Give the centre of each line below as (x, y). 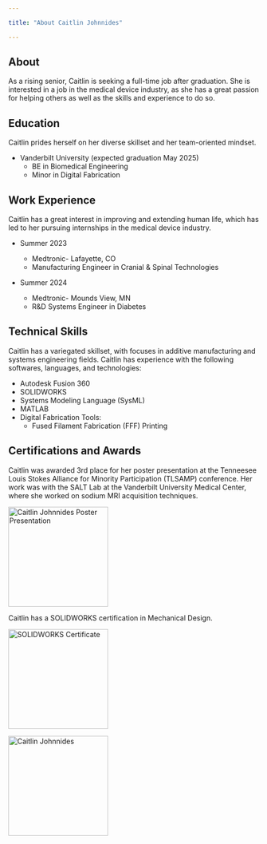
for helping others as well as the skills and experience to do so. (112, 98)
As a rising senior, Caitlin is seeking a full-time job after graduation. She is (130, 81)
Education (34, 123)
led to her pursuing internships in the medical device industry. (110, 228)
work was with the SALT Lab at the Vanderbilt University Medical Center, (128, 487)
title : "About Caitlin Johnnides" (66, 22)
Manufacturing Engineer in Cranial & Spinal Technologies (125, 267)
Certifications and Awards (75, 451)
